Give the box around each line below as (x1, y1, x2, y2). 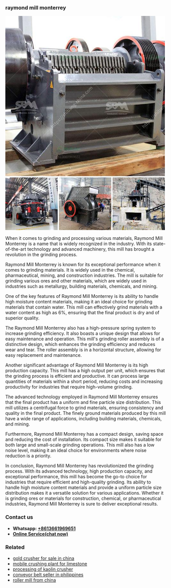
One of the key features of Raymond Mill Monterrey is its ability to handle (5, 293, 159, 299)
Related (5, 543, 25, 551)
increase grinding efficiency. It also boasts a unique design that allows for (5, 330, 160, 337)
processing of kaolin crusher (12, 566, 74, 572)
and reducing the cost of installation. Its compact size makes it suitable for (5, 436, 162, 442)
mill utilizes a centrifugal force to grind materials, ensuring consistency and (5, 404, 163, 411)
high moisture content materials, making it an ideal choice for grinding (5, 299, 153, 305)
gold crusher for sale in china (12, 555, 75, 561)
